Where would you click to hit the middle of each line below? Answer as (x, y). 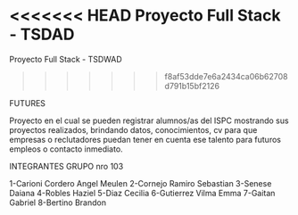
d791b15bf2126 (192, 86)
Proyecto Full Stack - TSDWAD (66, 59)
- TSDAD (42, 34)
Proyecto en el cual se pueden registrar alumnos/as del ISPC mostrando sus (149, 120)
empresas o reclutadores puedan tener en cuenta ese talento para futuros (145, 139)
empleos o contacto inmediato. (66, 149)
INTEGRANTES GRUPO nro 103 (66, 166)
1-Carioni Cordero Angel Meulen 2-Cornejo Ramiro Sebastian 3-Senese (141, 183)
